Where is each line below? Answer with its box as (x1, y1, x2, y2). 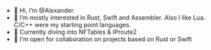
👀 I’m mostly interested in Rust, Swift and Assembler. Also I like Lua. (13, 14, 206, 22)
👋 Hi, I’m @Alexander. (13, 7, 76, 14)
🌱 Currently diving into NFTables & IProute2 (13, 28, 137, 36)
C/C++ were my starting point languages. (13, 21, 131, 28)
